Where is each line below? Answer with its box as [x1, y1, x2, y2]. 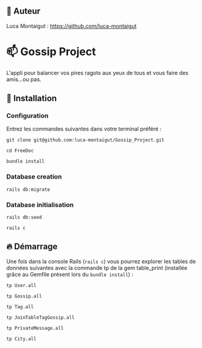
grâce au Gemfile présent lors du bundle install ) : [6, 271, 134, 278]
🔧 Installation [6, 93, 57, 104]
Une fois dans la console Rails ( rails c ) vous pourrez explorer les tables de [6, 257, 196, 265]
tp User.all [6, 282, 37, 288]
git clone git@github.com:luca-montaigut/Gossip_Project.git [6, 137, 165, 143]
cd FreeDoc [6, 147, 34, 154]
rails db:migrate [6, 186, 50, 193]
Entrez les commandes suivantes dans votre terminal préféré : [6, 126, 162, 133]
